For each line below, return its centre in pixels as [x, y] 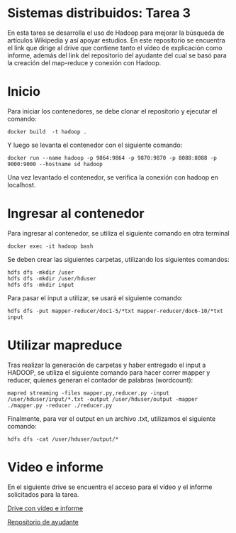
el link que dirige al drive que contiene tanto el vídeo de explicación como [115, 48]
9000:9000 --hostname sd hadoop [55, 164]
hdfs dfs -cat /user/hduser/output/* [63, 439]
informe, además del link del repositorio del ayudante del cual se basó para [117, 55]
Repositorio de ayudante [43, 522]
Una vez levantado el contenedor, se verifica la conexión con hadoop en [113, 177]
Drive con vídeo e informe [45, 508]
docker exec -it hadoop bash [50, 246]
